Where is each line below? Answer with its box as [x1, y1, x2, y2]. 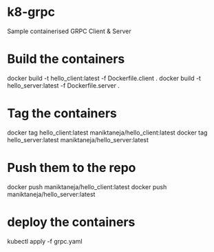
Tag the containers [7, 106, 117, 122]
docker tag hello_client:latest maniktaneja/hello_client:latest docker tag [7, 128, 208, 137]
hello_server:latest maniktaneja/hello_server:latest [7, 135, 149, 144]
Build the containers [7, 51, 125, 67]
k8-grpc [7, 4, 55, 20]
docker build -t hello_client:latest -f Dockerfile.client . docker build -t [7, 74, 202, 82]
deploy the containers [7, 214, 136, 230]
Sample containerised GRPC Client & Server [7, 27, 132, 35]
